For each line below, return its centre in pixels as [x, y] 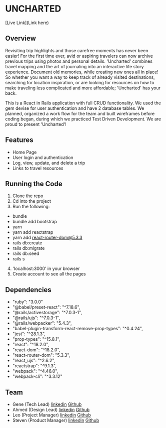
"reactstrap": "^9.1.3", [34, 366]
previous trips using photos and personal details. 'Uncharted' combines [79, 61]
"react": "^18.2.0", [31, 345]
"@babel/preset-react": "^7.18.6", [46, 307]
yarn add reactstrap [33, 232]
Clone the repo [28, 196]
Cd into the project [32, 201]
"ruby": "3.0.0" [28, 302]
